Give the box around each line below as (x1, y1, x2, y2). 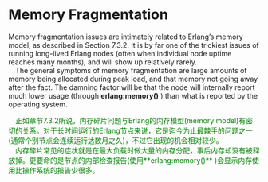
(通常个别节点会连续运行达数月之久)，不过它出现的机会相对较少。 (8, 135, 223, 145)
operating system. (8, 99, 68, 109)
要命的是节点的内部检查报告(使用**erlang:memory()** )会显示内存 (35, 155, 253, 165)
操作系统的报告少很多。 (22, 165, 100, 175)
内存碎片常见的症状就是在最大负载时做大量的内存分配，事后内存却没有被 (15, 145, 253, 155)
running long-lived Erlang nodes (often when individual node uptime (8, 48, 232, 58)
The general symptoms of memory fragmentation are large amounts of (15, 65, 247, 75)
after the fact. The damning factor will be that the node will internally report (8, 82, 255, 92)
